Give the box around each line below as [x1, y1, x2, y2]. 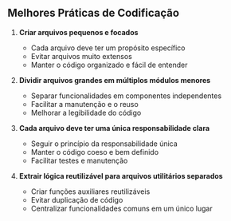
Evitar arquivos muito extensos [30, 51, 132, 61]
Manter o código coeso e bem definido [30, 147, 159, 156]
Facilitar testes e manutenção [30, 156, 128, 165]
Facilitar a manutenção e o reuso [30, 99, 139, 109]
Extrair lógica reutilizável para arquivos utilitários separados [18, 171, 224, 180]
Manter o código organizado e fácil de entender [30, 60, 188, 69]
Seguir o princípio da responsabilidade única [30, 139, 178, 148]
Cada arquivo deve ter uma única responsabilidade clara [18, 123, 210, 132]
